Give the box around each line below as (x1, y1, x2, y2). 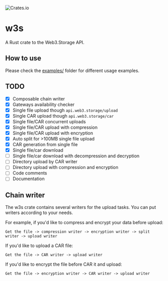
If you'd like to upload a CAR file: (5, 242, 73, 249)
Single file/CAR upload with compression (12, 124, 98, 130)
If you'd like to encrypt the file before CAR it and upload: (5, 261, 122, 267)
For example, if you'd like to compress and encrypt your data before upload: (5, 220, 163, 226)
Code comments (12, 170, 47, 176)
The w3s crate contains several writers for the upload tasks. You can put (5, 204, 156, 210)
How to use (5, 54, 41, 63)
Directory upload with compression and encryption (12, 164, 119, 170)
